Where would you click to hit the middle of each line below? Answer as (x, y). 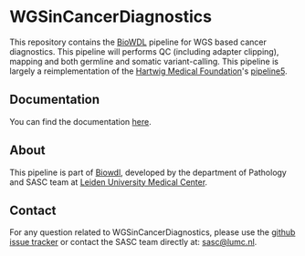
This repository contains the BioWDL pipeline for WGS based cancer (138, 42)
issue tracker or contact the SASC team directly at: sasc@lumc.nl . (133, 242)
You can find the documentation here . (81, 121)
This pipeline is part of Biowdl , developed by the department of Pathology (148, 172)
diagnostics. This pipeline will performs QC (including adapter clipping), (144, 51)
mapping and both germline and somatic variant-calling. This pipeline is (144, 61)
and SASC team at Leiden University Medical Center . (109, 182)
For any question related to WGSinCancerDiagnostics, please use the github (152, 232)
